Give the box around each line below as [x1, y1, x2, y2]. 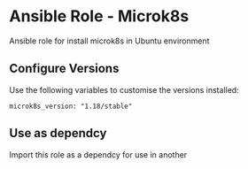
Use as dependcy [9, 126, 107, 141]
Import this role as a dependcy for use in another [9, 149, 188, 160]
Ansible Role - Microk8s [9, 6, 190, 27]
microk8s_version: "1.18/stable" [9, 102, 133, 111]
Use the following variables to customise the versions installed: [9, 84, 239, 95]
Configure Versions [9, 61, 120, 76]
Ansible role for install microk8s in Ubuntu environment [9, 35, 210, 46]
